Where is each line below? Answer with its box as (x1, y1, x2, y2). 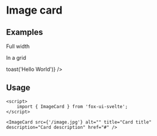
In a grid (6, 54, 27, 61)
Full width (6, 43, 30, 50)
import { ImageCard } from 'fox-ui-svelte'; (17, 103, 128, 109)
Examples (6, 27, 43, 37)
